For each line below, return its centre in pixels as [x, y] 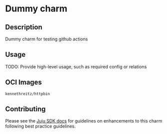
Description [24, 27]
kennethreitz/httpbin [28, 94]
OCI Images [24, 82]
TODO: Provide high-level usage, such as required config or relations [76, 67]
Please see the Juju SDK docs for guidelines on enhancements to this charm [84, 121]
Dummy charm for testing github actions [47, 39]
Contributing [25, 109]
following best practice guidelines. [40, 126]
